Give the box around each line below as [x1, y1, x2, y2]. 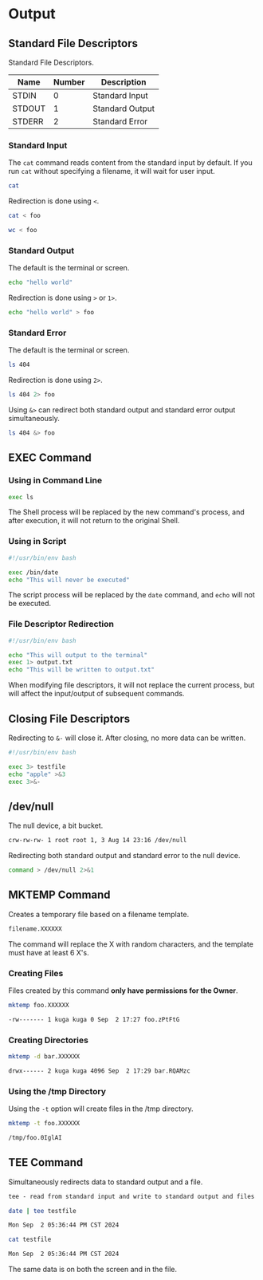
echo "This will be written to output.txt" [8, 666, 155, 674]
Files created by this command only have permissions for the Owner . [8, 986, 238, 995]
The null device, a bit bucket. [8, 821, 104, 830]
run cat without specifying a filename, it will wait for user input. [8, 167, 215, 176]
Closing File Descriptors [8, 711, 131, 726]
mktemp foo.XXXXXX [8, 1002, 69, 1010]
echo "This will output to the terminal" [8, 651, 148, 659]
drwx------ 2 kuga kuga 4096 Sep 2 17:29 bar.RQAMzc [8, 1066, 191, 1075]
